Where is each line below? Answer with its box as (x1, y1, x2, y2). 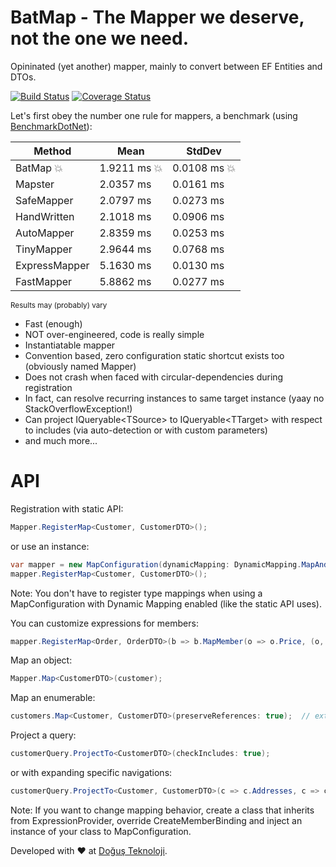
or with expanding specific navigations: (10, 767, 173, 778)
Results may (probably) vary (10, 300, 108, 310)
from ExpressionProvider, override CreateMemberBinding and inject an (10, 814, 303, 826)
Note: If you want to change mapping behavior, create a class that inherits (10, 804, 315, 816)
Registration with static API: (10, 502, 124, 515)
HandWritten (15, 209, 75, 223)
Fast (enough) (24, 317, 83, 330)
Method (33, 144, 72, 158)
